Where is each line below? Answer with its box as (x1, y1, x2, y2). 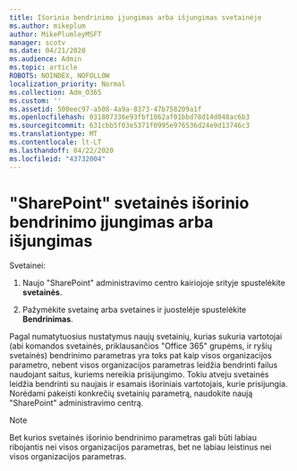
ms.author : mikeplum (9, 21, 87, 30)
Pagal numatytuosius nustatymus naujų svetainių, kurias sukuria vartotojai (9, 332, 283, 342)
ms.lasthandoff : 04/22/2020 (9, 146, 115, 155)
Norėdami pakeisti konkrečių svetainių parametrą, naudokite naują (9, 388, 253, 399)
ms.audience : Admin (9, 55, 82, 63)
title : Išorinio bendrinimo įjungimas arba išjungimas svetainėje (9, 13, 262, 22)
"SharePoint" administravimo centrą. (9, 398, 144, 408)
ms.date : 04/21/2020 (9, 46, 87, 55)
